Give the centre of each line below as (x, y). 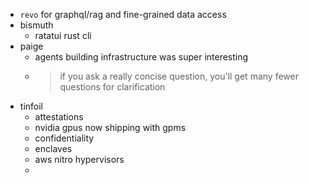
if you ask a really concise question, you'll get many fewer (179, 76)
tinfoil (31, 106)
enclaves (53, 148)
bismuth (36, 25)
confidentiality (64, 138)
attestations (59, 117)
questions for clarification (112, 87)
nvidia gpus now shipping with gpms (110, 127)
